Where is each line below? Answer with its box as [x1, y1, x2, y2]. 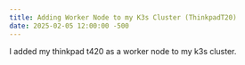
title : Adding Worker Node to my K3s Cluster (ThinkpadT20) [9, 12, 238, 22]
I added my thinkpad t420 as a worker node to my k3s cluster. [9, 45, 237, 56]
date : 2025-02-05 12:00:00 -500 [9, 21, 129, 30]
